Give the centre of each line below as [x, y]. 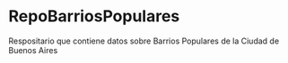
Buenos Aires [33, 50]
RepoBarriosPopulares [94, 16]
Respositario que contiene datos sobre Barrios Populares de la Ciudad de [144, 41]
